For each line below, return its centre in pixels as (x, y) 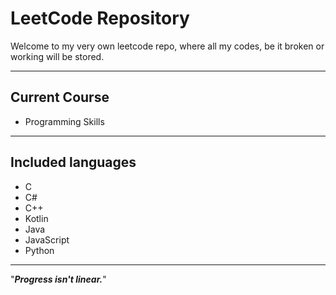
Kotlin (36, 218)
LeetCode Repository (100, 18)
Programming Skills (64, 121)
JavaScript (47, 239)
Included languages (73, 162)
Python (39, 250)
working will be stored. (57, 56)
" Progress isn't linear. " (58, 279)
